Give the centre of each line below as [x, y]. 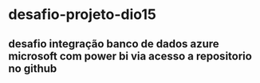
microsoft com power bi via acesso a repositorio [130, 56]
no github [33, 68]
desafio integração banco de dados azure [114, 44]
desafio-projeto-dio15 [83, 15]
